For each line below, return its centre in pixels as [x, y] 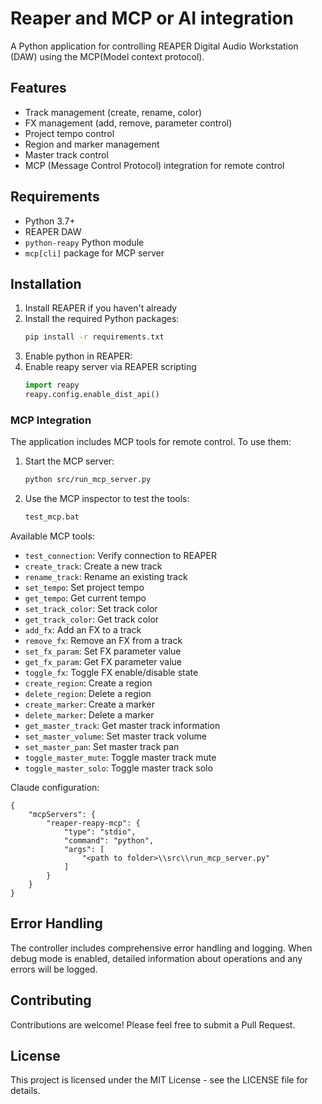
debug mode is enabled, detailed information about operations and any [156, 958]
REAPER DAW [53, 231]
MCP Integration [51, 420]
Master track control [66, 154]
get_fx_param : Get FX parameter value [103, 662]
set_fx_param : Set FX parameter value [103, 651]
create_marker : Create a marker [90, 704]
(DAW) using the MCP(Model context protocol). [107, 56]
